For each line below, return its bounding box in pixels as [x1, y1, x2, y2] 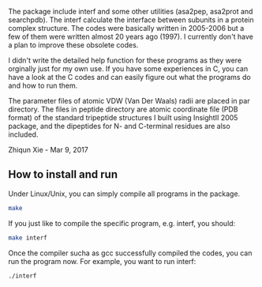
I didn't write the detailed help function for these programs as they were [8, 55, 242, 65]
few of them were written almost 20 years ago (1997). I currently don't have [8, 32, 254, 41]
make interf [8, 233, 47, 242]
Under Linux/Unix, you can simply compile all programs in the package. [8, 189, 241, 198]
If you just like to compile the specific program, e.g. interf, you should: [8, 218, 236, 228]
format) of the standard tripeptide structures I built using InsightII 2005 [8, 113, 238, 122]
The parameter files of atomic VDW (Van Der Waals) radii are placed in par [8, 96, 250, 105]
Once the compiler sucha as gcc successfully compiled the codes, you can [8, 248, 253, 258]
